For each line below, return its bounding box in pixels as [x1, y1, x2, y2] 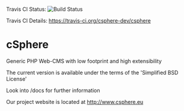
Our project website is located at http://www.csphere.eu [6, 98, 144, 105]
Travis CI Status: [6, 6, 46, 12]
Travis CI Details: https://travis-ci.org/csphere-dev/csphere [6, 17, 151, 24]
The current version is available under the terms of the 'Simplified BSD [6, 69, 179, 76]
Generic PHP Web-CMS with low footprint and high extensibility [6, 57, 162, 65]
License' [6, 75, 27, 83]
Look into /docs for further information [6, 87, 100, 94]
